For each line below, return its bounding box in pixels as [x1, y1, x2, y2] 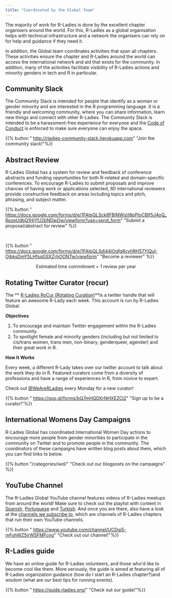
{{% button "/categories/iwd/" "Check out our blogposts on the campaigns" [5, 461, 165, 467]
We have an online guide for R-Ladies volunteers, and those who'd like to [5, 560, 160, 567]
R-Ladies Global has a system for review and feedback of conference [5, 169, 152, 175]
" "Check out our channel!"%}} [53, 532, 119, 538]
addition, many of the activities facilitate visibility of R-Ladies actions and [5, 64, 160, 70]
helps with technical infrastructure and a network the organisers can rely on [5, 32, 165, 38]
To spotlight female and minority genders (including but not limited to [12, 334, 159, 340]
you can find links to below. [5, 451, 63, 457]
